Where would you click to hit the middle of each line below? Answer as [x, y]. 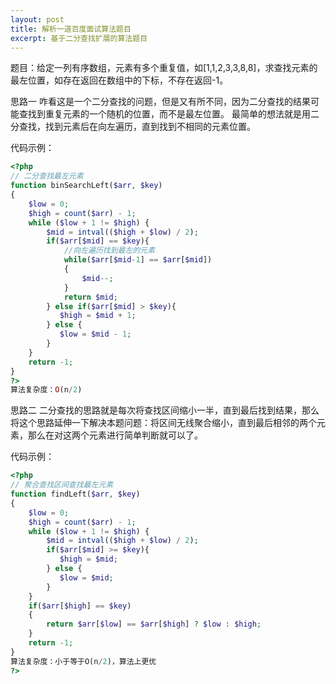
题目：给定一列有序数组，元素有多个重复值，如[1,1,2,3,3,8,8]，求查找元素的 [164, 68]
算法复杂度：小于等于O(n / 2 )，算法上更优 [83, 661]
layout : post [37, 19]
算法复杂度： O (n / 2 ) [46, 390]
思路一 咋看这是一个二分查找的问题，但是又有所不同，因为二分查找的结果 [160, 102]
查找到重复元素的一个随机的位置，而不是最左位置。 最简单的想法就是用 [164, 114]
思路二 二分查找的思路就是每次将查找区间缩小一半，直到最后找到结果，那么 [165, 410]
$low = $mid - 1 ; [95, 334]
